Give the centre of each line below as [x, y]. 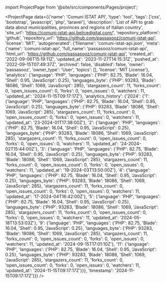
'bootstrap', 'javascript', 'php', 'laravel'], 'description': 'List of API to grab [79, 22]
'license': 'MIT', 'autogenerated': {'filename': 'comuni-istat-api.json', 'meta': [83, 43]
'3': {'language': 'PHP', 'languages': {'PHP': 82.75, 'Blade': [99, 149]
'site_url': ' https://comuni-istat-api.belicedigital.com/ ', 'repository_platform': [83, 33]
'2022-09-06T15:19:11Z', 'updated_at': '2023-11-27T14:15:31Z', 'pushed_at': [82, 59]
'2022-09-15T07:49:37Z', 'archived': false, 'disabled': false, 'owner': [75, 64]
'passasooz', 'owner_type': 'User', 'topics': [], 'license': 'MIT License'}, [77, 70]
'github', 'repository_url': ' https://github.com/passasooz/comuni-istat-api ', [81, 38]
